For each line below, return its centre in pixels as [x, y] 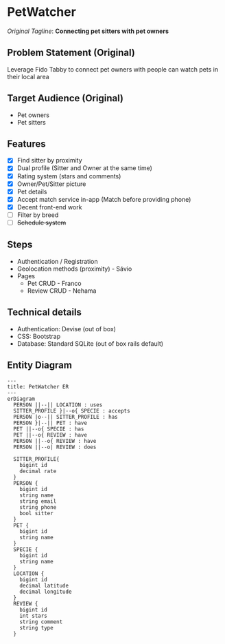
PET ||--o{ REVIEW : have [50, 435]
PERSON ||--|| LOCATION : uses [58, 405]
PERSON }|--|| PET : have [50, 423]
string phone [38, 508]
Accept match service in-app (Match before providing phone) [104, 199]
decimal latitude [44, 586]
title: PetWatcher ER [38, 387]
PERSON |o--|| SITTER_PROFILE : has [66, 417]
